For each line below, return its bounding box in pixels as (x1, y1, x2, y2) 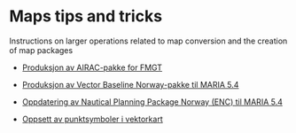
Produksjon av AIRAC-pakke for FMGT (21, 62, 162, 73)
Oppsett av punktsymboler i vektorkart (21, 113, 163, 124)
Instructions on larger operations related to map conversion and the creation (9, 35, 288, 46)
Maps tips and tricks (9, 6, 162, 27)
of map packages (9, 44, 74, 55)
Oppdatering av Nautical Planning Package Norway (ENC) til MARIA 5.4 (21, 96, 284, 107)
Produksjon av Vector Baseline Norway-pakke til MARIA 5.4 (21, 79, 239, 90)
